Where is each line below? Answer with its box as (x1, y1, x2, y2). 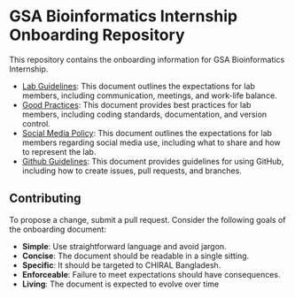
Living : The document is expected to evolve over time (21, 279, 220, 289)
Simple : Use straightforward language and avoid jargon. (21, 241, 228, 251)
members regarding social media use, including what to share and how (21, 137, 281, 148)
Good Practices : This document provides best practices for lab (21, 99, 252, 110)
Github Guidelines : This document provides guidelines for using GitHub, (21, 156, 284, 166)
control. (21, 118, 50, 129)
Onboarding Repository (9, 25, 185, 45)
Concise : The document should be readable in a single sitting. (21, 250, 250, 261)
